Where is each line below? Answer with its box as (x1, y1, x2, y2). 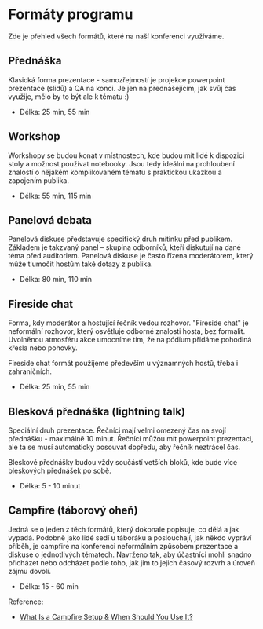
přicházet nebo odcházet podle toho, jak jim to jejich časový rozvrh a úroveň (8, 558, 256, 567)
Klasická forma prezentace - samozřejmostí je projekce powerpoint (8, 75, 225, 84)
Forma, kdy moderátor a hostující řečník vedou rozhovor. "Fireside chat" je (8, 318, 249, 327)
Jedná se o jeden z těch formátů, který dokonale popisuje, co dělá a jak (8, 525, 239, 534)
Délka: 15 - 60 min (19, 581, 79, 591)
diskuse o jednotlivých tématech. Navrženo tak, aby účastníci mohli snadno (8, 550, 252, 559)
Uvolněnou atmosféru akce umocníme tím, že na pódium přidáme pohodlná (8, 335, 252, 345)
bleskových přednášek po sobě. (8, 466, 111, 475)
